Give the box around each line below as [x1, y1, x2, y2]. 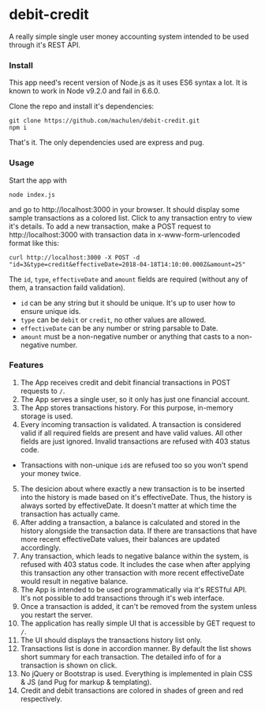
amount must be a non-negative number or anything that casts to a [20, 331, 235, 341]
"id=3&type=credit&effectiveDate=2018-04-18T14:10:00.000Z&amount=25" [9, 260, 246, 268]
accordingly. [20, 543, 62, 552]
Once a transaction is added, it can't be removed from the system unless [20, 601, 257, 611]
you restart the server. [20, 610, 93, 619]
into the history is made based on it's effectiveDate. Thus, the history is [20, 492, 252, 501]
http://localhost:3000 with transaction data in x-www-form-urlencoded [9, 229, 241, 239]
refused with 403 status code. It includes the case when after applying [20, 559, 251, 569]
